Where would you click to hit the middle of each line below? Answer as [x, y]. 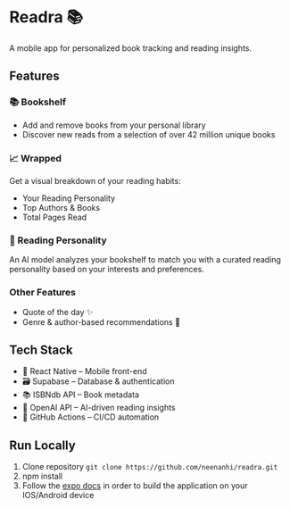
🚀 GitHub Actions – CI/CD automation [91, 417]
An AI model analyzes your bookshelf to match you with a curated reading [145, 260]
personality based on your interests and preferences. [107, 270]
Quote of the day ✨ [58, 312]
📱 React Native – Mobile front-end [84, 371]
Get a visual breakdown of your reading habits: [95, 180]
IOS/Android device [58, 496]
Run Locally [42, 445]
